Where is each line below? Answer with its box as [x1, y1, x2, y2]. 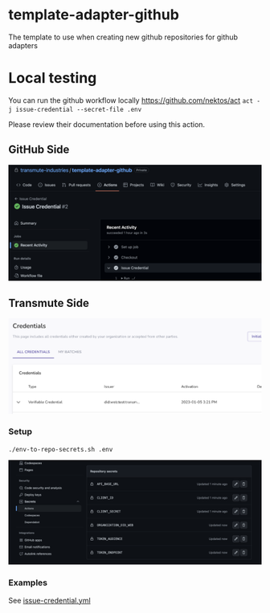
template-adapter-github [8, 6, 179, 24]
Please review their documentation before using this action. [8, 119, 206, 129]
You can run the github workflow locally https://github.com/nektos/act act [8, 95, 254, 105]
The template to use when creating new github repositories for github [8, 32, 239, 42]
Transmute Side [8, 296, 90, 310]
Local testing [8, 69, 97, 88]
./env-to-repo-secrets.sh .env [8, 445, 113, 453]
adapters [8, 40, 39, 50]
